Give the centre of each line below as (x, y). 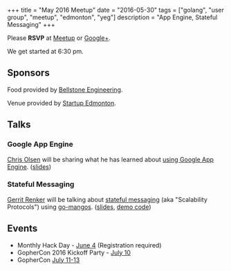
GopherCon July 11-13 (48, 260)
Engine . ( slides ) (29, 167)
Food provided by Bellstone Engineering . (65, 90)
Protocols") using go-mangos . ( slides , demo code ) (79, 207)
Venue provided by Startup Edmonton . (62, 103)
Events (22, 229)
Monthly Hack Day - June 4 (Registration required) (89, 245)
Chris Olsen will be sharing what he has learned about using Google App (111, 159)
